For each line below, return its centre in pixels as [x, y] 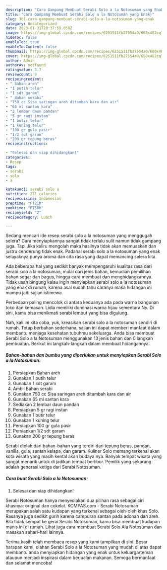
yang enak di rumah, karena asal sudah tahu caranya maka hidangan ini [79, 287]
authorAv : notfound [26, 65]
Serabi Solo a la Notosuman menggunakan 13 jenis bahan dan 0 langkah [79, 338]
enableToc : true [22, 42]
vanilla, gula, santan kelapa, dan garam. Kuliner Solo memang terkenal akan [83, 451]
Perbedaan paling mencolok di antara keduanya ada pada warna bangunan [82, 302]
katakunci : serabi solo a [32, 189]
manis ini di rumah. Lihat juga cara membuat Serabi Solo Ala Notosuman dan [84, 527]
